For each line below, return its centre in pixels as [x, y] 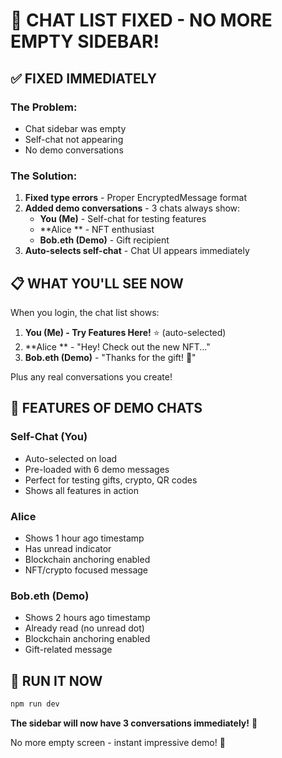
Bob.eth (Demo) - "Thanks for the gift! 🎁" [110, 357]
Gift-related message [68, 650]
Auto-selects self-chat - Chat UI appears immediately [137, 251]
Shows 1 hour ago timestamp [84, 538]
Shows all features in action [81, 490]
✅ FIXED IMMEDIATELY [84, 78]
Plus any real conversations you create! [91, 376]
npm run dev [35, 704]
